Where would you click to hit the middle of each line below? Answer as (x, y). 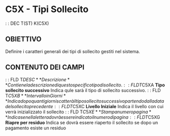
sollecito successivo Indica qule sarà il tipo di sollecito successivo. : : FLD (83, 90)
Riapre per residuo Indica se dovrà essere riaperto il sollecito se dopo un (82, 122)
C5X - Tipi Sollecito (47, 9)
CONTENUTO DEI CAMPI (45, 67)
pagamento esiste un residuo (36, 128)
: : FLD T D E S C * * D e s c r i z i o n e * (38, 79)
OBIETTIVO (23, 39)
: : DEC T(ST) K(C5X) (27, 23)
